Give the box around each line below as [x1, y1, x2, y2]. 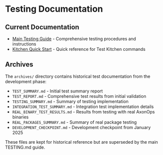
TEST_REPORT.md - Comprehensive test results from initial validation [12, 93, 146, 99]
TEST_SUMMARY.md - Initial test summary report [12, 88, 103, 94]
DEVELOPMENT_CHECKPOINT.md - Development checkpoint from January [12, 124, 151, 130]
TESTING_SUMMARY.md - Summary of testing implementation [12, 98, 129, 104]
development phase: [5, 78, 47, 84]
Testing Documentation [5, 3, 103, 15]
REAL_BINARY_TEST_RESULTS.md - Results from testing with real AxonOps [12, 109, 155, 114]
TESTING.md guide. [5, 144, 45, 150]
